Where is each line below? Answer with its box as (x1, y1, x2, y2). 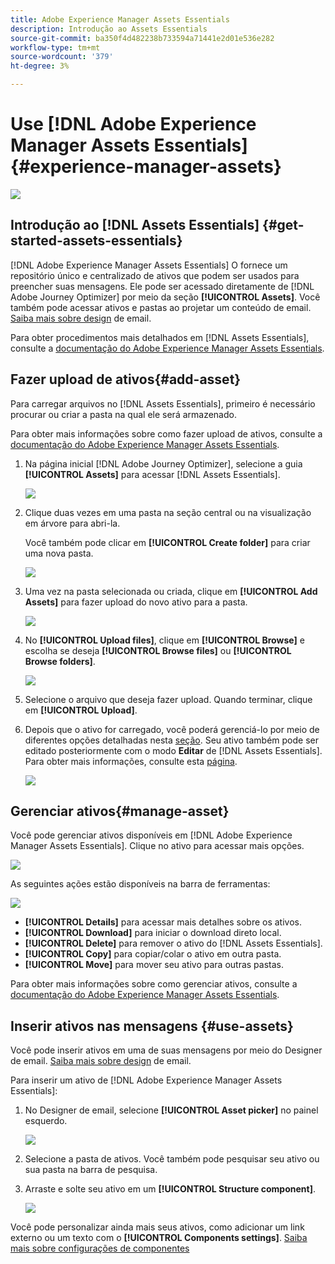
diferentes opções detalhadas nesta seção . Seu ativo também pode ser (24, 734, 319, 746)
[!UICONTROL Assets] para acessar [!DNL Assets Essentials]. (24, 468, 281, 480)
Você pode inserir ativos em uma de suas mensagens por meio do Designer (10, 1044, 323, 1056)
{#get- (262, 217, 305, 234)
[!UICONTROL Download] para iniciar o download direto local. (24, 927, 282, 939)
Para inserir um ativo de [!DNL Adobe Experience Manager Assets (10, 1074, 283, 1086)
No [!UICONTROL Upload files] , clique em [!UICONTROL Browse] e (24, 634, 305, 646)
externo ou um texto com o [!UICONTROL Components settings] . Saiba (10, 1232, 308, 1244)
